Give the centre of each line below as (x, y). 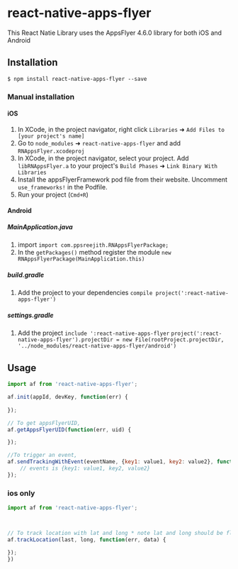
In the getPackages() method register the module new (94, 253)
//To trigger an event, (42, 455)
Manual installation (41, 96)
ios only (21, 493)
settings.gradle (31, 315)
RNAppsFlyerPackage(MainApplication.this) (81, 259)
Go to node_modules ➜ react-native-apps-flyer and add (99, 143)
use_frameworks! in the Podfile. (62, 187)
